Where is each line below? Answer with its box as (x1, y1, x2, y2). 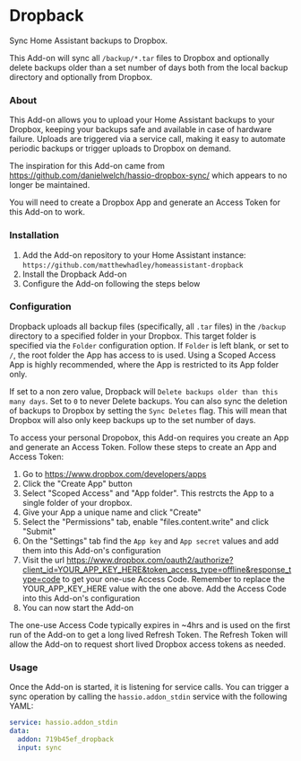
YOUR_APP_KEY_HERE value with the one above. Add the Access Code (21, 583, 287, 594)
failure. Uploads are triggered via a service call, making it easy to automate (9, 134, 286, 145)
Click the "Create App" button (21, 478, 133, 489)
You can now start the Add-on (21, 602, 134, 613)
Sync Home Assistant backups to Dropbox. (9, 35, 168, 46)
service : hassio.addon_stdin (9, 718, 118, 728)
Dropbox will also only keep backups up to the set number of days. (9, 414, 256, 425)
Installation (9, 229, 60, 242)
